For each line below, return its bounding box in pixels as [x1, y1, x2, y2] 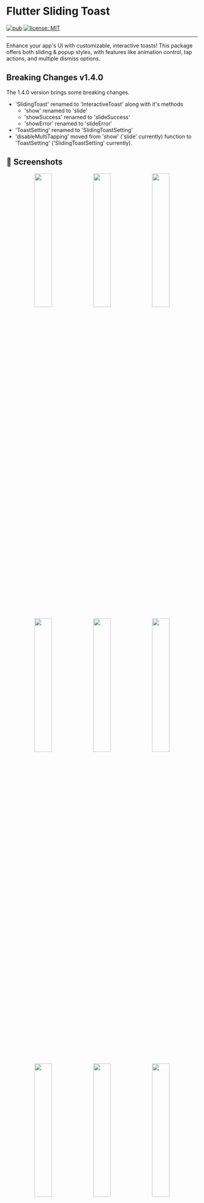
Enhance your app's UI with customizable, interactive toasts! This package [6, 41, 193, 49]
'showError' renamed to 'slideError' [24, 120, 112, 127]
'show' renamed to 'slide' [24, 106, 88, 114]
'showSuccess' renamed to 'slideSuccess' [24, 113, 131, 120]
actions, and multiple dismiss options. [6, 55, 101, 62]
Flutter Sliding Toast [6, 4, 110, 18]
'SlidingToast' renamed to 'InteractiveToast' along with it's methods [15, 100, 183, 108]
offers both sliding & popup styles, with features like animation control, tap [6, 48, 192, 55]
